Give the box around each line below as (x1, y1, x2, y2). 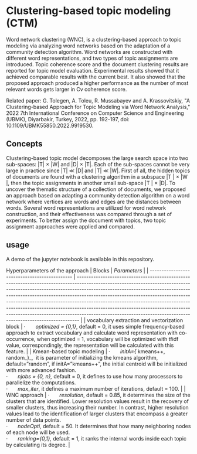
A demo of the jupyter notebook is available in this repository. (6, 255, 154, 262)
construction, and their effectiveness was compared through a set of (6, 210, 172, 217)
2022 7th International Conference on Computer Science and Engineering (6, 110, 185, 117)
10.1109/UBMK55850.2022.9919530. (6, 122, 94, 129)
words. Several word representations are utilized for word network (6, 204, 166, 211)
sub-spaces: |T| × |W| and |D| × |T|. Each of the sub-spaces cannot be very (6, 161, 190, 168)
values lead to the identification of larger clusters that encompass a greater (6, 410, 188, 417)
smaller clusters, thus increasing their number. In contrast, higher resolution (6, 404, 189, 411)
